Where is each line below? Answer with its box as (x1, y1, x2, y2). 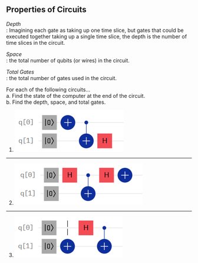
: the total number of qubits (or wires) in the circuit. (6, 57, 130, 64)
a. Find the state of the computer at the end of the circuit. (6, 92, 146, 99)
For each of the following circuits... (6, 86, 90, 93)
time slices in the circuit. (6, 39, 65, 46)
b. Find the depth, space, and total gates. (6, 98, 106, 106)
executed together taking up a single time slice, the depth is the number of (6, 32, 187, 40)
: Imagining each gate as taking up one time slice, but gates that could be (6, 27, 184, 34)
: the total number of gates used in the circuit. (6, 74, 117, 81)
